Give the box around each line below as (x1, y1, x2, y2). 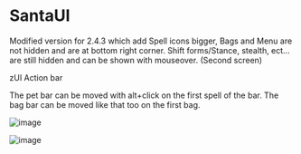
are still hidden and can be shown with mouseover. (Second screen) (9, 54, 263, 65)
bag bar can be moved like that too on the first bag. (9, 99, 201, 110)
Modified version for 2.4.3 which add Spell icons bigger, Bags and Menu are (9, 35, 293, 46)
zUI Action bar (9, 72, 63, 82)
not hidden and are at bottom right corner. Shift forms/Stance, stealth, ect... (9, 44, 291, 55)
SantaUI (9, 5, 71, 26)
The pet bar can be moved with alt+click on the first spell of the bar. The (9, 90, 279, 101)
